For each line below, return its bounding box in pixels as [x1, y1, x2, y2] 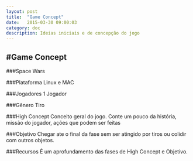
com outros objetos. [6, 136, 54, 143]
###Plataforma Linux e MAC [6, 78, 74, 85]
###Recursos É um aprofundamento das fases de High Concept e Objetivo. [6, 148, 188, 155]
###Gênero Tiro [6, 101, 45, 108]
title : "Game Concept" [6, 14, 64, 20]
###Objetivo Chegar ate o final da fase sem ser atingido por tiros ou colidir [6, 130, 187, 138]
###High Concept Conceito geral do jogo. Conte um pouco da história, [6, 112, 177, 120]
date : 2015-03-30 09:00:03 [6, 19, 77, 25]
